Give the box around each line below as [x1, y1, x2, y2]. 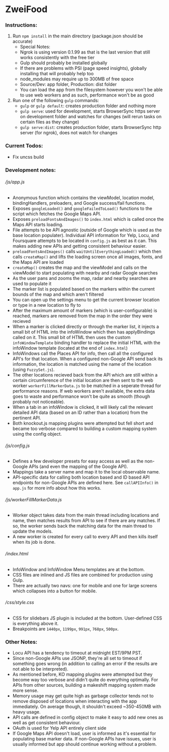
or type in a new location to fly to [12, 302, 81, 308]
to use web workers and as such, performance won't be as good [20, 92, 154, 98]
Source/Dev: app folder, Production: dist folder [20, 81, 117, 87]
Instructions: [5, 22, 38, 29]
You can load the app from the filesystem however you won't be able [20, 87, 163, 93]
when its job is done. [12, 539, 56, 545]
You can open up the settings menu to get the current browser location [12, 297, 160, 303]
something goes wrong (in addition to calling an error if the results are [12, 661, 157, 667]
